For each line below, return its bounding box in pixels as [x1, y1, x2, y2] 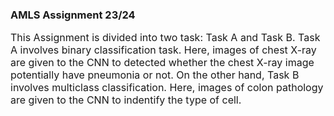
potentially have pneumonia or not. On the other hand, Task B [10, 68, 300, 82]
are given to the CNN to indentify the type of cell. [10, 93, 242, 107]
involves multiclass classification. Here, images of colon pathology [10, 81, 324, 95]
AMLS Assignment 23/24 [10, 8, 136, 22]
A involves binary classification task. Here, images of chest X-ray [10, 43, 317, 57]
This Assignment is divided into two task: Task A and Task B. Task [10, 31, 321, 45]
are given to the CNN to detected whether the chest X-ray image [10, 56, 315, 70]
